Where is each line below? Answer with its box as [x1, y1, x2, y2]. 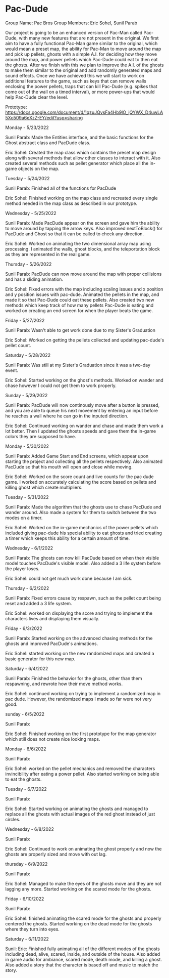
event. [5, 367, 19, 373]
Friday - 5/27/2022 [5, 317, 45, 323]
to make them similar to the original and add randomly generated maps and [5, 67, 161, 73]
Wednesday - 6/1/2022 [5, 545, 53, 551]
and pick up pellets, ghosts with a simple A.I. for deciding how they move [5, 51, 157, 57]
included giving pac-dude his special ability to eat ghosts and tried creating [5, 530, 162, 536]
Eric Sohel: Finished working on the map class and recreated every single [5, 195, 158, 201]
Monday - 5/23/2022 [5, 124, 49, 131]
